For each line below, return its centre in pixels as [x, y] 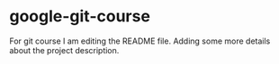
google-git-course [80, 16]
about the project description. [64, 50]
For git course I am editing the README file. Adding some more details [140, 41]
